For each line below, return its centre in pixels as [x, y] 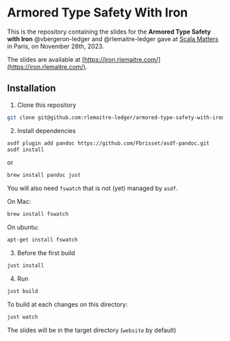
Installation [31, 88]
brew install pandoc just [44, 175]
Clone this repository [47, 105]
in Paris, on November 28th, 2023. [56, 46]
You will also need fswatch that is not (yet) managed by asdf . [92, 188]
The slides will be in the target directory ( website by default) [92, 330]
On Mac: [19, 202]
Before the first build [46, 253]
